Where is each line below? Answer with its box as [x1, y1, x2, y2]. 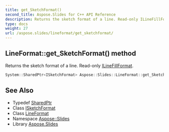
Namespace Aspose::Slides [12, 115, 70, 121]
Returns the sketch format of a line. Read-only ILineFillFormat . [5, 62, 134, 68]
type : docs [5, 21, 28, 27]
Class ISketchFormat [12, 105, 56, 111]
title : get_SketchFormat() [5, 7, 62, 13]
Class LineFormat [12, 110, 49, 116]
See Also [5, 86, 34, 95]
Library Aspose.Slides [12, 121, 58, 127]
